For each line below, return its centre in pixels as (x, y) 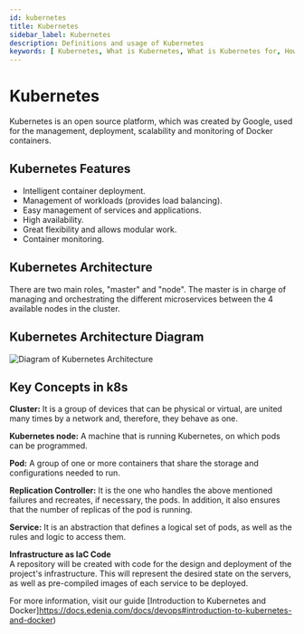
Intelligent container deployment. (84, 190)
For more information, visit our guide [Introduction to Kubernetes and (138, 601)
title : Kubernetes (44, 26)
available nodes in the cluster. (65, 308)
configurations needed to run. (65, 473)
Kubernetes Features (70, 169)
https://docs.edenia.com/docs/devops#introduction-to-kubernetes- (166, 610)
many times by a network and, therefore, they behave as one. (123, 418)
